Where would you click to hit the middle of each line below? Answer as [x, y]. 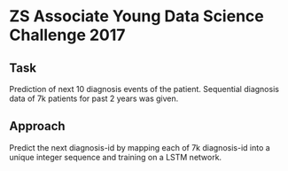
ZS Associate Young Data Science [136, 16]
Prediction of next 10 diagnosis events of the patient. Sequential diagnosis [144, 89]
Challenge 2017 [67, 35]
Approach [37, 126]
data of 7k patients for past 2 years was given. [94, 98]
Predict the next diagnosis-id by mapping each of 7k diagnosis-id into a [140, 147]
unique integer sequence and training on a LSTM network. [116, 157]
